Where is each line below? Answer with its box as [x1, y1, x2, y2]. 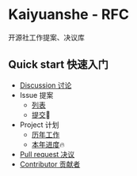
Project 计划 [19, 120, 59, 129]
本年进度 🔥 [31, 140, 65, 149]
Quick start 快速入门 [8, 58, 108, 72]
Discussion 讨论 [19, 81, 72, 90]
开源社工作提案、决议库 [8, 32, 85, 42]
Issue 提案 [19, 90, 54, 99]
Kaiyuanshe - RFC [8, 6, 129, 24]
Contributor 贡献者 [19, 159, 81, 169]
